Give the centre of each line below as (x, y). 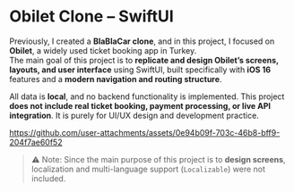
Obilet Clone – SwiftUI (92, 17)
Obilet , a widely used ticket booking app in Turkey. (103, 50)
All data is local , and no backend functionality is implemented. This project (147, 96)
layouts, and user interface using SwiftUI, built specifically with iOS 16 (140, 70)
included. (48, 178)
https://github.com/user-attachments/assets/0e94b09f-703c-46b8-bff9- (145, 132)
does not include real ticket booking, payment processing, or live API (140, 105)
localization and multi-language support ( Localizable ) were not (148, 169)
